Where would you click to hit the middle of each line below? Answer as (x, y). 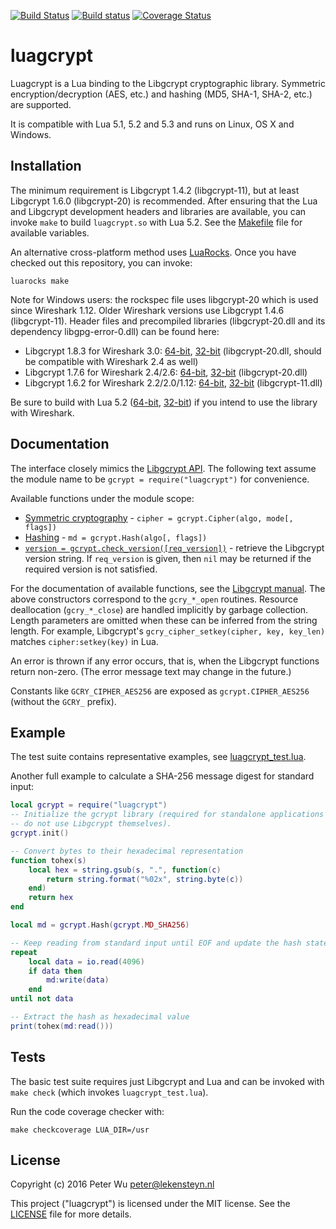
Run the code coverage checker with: (87, 1111)
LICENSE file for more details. (71, 1214)
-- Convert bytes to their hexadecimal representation (127, 851)
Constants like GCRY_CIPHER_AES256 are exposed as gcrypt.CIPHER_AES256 (160, 691)
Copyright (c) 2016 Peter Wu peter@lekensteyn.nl (112, 1184)
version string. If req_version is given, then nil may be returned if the (168, 558)
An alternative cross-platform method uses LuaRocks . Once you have (153, 252)
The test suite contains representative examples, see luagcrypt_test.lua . (158, 757)
